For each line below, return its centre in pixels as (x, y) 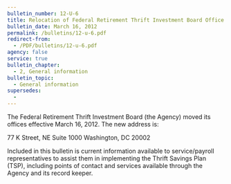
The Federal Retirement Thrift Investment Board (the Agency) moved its (109, 117)
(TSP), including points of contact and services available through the (105, 166)
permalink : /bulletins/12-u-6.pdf (57, 33)
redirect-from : (29, 39)
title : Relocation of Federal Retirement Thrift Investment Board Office (116, 20)
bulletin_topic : (30, 78)
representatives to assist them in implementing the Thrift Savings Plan (107, 158)
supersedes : (24, 91)
